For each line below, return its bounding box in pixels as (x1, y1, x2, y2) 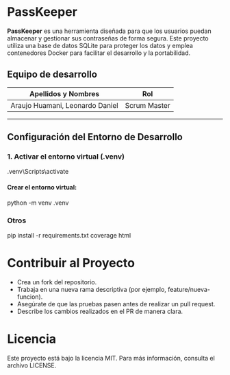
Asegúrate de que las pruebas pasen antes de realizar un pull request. (16, 299, 216, 308)
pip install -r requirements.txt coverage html (7, 231, 131, 239)
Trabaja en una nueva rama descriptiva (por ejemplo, (16, 285, 166, 293)
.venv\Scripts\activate (7, 168, 69, 176)
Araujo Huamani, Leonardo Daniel (10, 100, 118, 110)
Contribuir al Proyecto (7, 255, 136, 271)
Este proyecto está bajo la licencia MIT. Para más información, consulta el (7, 354, 216, 362)
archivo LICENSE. (7, 361, 57, 370)
